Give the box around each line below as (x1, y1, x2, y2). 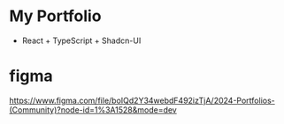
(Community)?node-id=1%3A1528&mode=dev (9, 104, 177, 115)
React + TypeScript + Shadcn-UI (21, 35, 142, 46)
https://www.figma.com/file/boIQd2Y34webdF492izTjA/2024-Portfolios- (9, 95, 276, 106)
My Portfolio (9, 6, 102, 26)
